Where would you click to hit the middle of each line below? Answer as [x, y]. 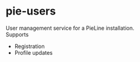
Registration [29, 46]
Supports [17, 34]
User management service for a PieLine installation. [70, 28]
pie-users [31, 11]
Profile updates [33, 52]
